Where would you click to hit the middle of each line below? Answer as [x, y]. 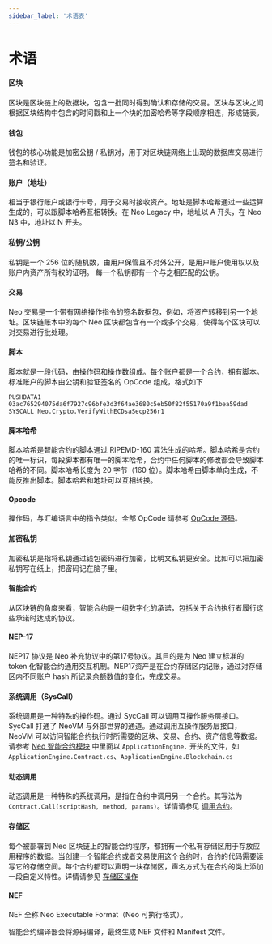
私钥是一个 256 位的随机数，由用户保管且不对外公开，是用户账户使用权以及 [134, 262]
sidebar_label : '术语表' [49, 16]
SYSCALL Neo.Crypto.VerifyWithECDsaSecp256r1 [86, 412]
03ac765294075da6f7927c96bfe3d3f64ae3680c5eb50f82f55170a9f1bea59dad [128, 405]
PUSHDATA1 [25, 397]
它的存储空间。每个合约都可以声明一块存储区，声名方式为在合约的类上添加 [139, 866]
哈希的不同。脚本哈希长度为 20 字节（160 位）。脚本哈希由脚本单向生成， [130, 470]
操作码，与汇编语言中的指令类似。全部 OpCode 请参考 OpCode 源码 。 [125, 518]
